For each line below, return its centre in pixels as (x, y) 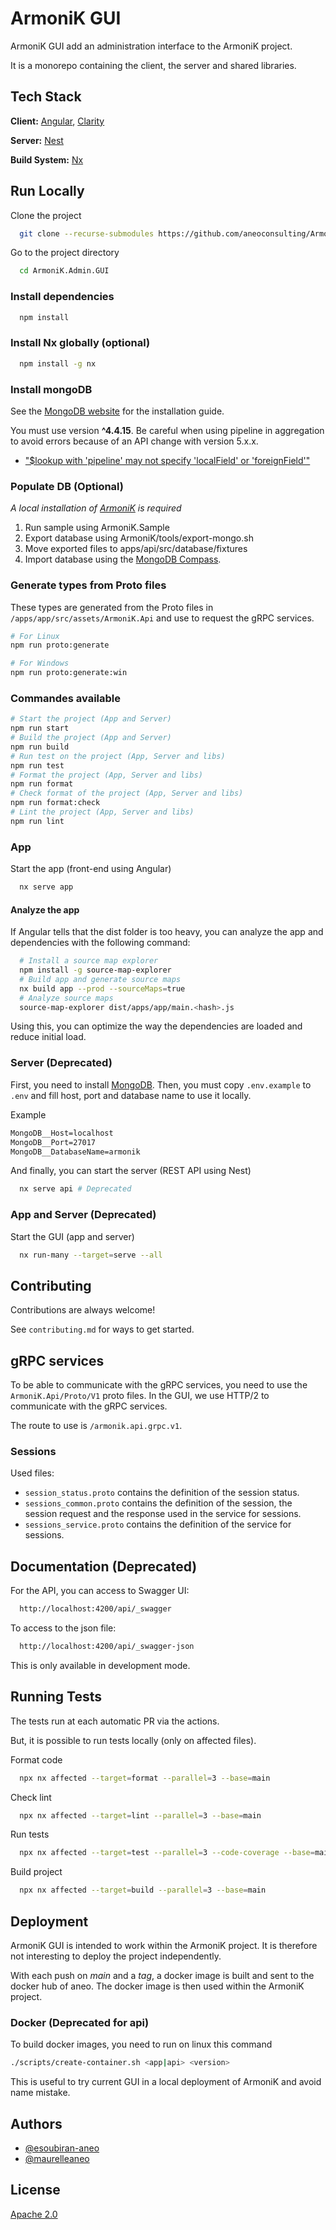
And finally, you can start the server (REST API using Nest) (131, 1171)
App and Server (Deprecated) (83, 1215)
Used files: (32, 1473)
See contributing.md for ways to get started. (102, 1329)
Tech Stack (46, 97)
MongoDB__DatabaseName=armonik (75, 1152)
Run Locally (47, 191)
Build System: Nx (47, 159)
